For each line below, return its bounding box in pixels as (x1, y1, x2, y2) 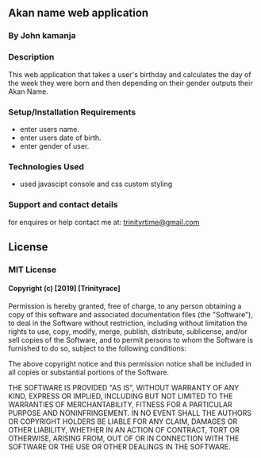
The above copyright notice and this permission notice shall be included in (8, 359, 251, 369)
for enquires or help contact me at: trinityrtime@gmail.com (8, 217, 200, 227)
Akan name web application (8, 6, 149, 20)
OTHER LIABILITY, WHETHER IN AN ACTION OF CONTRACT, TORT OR (8, 425, 240, 435)
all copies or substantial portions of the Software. (8, 367, 169, 377)
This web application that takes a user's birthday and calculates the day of (8, 69, 251, 79)
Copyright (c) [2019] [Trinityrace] (8, 284, 121, 293)
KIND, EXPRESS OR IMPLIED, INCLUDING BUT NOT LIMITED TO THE (8, 391, 233, 401)
